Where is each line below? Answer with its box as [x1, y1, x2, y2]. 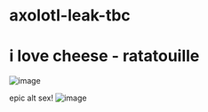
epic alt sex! [9, 92, 53, 103]
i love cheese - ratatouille [9, 46, 200, 67]
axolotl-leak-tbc [9, 5, 131, 26]
